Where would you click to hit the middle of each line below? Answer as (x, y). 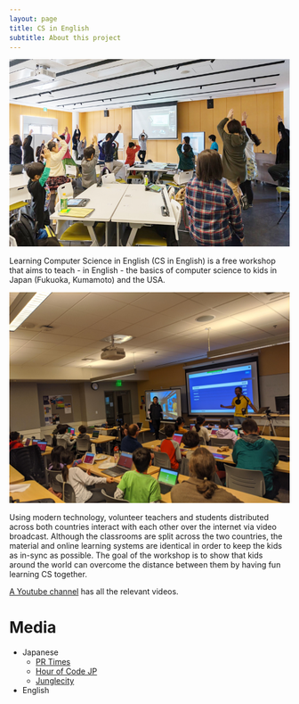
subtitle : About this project (65, 37)
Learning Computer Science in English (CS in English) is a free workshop (142, 261)
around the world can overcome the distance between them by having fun (145, 565)
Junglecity (55, 681)
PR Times (53, 662)
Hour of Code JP (66, 671)
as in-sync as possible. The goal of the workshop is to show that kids (136, 555)
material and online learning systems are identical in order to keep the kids (146, 546)
